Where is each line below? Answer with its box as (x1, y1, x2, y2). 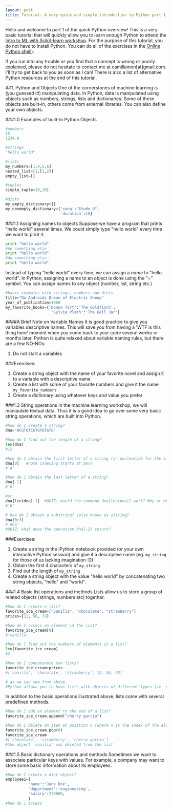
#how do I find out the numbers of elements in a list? (5, 642, 127, 647)
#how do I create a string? (5, 423, 66, 428)
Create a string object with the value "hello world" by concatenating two (12, 573, 165, 579)
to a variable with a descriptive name (12, 376, 91, 382)
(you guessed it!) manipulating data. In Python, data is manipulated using (5, 90, 159, 96)
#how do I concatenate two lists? (5, 661, 79, 666)
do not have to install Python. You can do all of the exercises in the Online (5, 43, 160, 49)
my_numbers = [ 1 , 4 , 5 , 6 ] (5, 164, 52, 169)
